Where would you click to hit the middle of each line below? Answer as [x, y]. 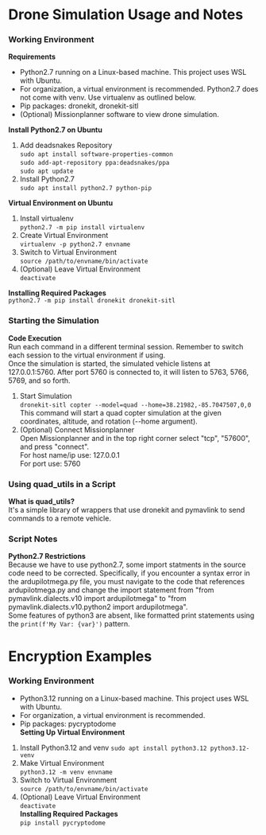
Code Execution [35, 338]
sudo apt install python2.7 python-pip [86, 189]
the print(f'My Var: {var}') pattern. [69, 624]
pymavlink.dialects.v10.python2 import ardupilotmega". [98, 607]
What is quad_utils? [42, 501]
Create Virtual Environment [64, 236]
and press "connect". [54, 447]
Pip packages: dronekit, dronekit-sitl [79, 106]
